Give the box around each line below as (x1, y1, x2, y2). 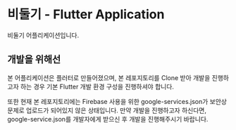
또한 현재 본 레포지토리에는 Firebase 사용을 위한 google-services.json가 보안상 (7, 97, 228, 105)
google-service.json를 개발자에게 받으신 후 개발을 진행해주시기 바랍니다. (7, 115, 209, 123)
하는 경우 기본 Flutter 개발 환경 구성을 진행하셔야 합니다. (20, 82, 175, 91)
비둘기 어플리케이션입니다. (7, 31, 80, 39)
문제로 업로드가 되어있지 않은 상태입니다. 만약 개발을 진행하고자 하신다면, (7, 106, 206, 115)
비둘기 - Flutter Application (7, 6, 165, 22)
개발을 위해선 (7, 53, 61, 65)
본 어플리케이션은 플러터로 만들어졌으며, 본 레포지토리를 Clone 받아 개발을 (7, 73, 211, 82)
